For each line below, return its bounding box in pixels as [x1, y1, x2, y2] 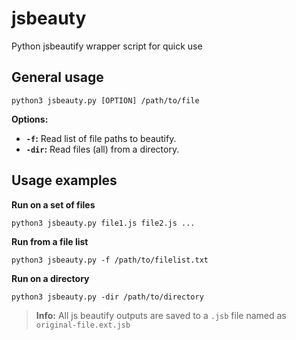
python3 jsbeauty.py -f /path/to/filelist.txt [11, 255, 209, 265]
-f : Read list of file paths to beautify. [25, 132, 177, 144]
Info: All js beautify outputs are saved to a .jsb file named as [35, 309, 287, 321]
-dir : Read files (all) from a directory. [25, 143, 180, 155]
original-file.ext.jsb [35, 320, 131, 330]
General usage [11, 69, 104, 86]
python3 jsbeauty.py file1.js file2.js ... [11, 218, 196, 228]
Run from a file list [11, 235, 89, 247]
